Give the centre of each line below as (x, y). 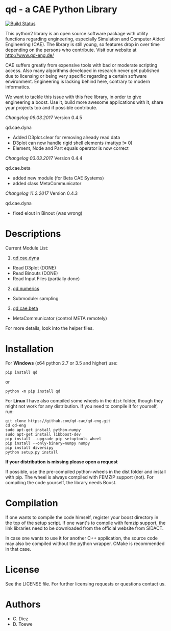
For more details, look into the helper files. (50, 328)
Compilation (32, 503)
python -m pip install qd (33, 391)
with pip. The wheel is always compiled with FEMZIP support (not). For (80, 477)
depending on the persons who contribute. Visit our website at (71, 50)
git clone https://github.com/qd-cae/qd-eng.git (58, 421)
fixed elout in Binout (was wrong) (47, 213)
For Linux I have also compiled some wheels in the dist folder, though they (84, 400)
